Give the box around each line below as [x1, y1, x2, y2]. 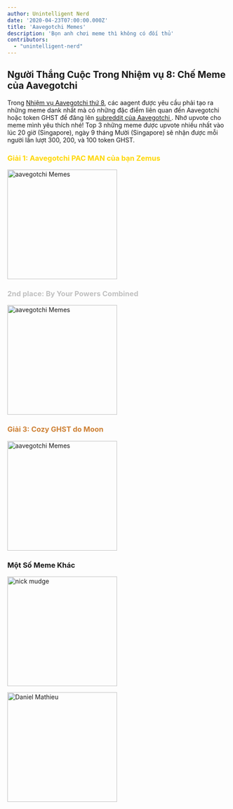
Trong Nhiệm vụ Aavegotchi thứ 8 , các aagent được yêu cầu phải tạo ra [7, 98, 214, 107]
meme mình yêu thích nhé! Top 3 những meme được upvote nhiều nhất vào [7, 121, 225, 129]
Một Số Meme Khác [7, 560, 76, 570]
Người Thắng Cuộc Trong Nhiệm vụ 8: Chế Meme [7, 69, 226, 81]
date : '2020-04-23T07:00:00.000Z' [7, 17, 109, 24]
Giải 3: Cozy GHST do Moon [7, 424, 104, 434]
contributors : [7, 36, 49, 44]
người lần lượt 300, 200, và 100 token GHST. [7, 135, 135, 144]
